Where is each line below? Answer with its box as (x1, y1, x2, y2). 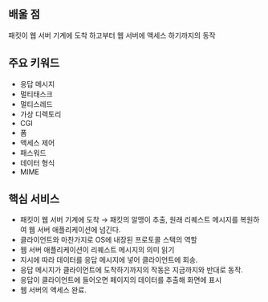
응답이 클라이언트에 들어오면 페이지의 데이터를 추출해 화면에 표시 (19, 275, 222, 285)
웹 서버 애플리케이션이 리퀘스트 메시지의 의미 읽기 (19, 245, 175, 255)
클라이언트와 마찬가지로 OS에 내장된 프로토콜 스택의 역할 (19, 235, 198, 245)
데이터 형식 (19, 157, 55, 167)
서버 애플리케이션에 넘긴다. (37, 225, 121, 235)
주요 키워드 (8, 56, 60, 70)
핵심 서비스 (8, 192, 60, 206)
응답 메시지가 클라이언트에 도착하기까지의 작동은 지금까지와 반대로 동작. (19, 265, 243, 275)
